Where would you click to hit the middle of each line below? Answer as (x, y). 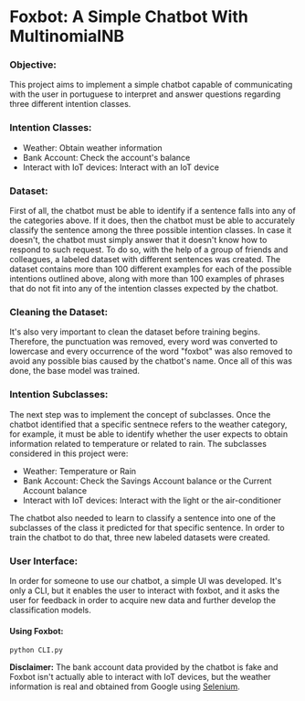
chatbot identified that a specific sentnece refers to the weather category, (148, 424)
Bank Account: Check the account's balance (106, 157)
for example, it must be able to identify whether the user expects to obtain (149, 434)
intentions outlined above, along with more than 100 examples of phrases (147, 279)
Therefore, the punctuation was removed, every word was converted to (144, 342)
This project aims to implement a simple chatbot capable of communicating (151, 85)
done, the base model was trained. (74, 371)
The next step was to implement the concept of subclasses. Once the (140, 414)
